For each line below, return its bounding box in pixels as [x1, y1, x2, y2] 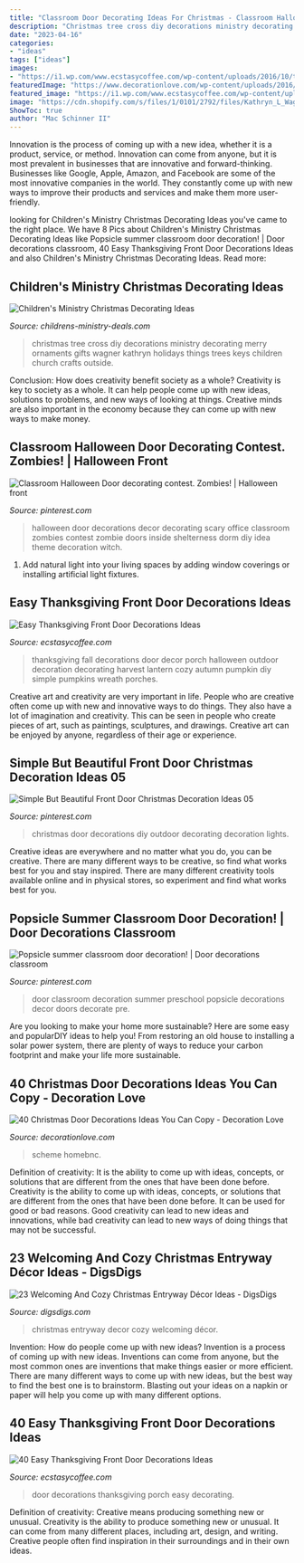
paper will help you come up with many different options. [9, 1389, 222, 1400]
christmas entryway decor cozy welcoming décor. [31, 1323, 219, 1335]
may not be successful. [9, 1225, 97, 1235]
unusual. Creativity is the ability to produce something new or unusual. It [9, 1516, 280, 1527]
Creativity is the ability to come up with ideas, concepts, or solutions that [9, 1187, 281, 1196]
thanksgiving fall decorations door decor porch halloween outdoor [31, 653, 279, 665]
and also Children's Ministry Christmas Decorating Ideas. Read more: [9, 253, 267, 263]
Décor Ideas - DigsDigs [9, 1264, 142, 1281]
